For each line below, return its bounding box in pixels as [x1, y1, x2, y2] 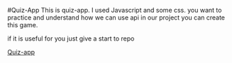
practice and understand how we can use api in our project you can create [7, 13, 226, 22]
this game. [7, 21, 38, 29]
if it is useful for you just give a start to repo [7, 34, 135, 43]
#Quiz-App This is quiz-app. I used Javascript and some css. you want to [7, 6, 222, 14]
